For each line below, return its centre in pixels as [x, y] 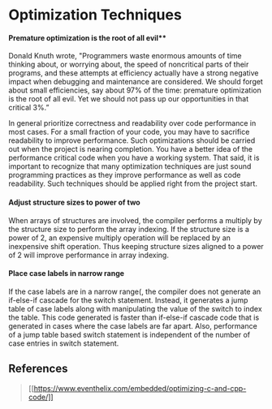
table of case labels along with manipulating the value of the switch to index [135, 308]
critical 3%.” [29, 108]
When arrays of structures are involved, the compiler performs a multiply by [135, 220]
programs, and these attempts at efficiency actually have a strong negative [134, 73]
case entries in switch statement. [64, 343]
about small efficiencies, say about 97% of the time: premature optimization [135, 90]
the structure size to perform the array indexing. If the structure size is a [129, 229]
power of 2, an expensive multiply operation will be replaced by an [120, 238]
